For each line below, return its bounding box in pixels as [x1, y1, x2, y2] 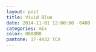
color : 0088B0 [6, 31, 42, 37]
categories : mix [6, 25, 47, 32]
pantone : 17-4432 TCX [6, 36, 61, 42]
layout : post [6, 8, 39, 15]
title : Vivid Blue [6, 14, 53, 20]
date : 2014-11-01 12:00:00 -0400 [6, 20, 91, 26]
